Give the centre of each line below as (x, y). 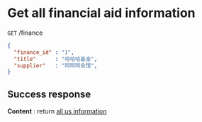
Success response (49, 94)
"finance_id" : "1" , (44, 52)
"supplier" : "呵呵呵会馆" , (56, 65)
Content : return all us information (57, 111)
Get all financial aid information (101, 13)
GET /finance (25, 33)
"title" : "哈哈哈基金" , (56, 59)
